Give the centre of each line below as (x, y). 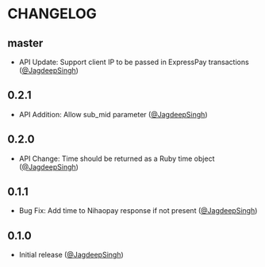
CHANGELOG (52, 14)
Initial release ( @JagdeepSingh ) (71, 255)
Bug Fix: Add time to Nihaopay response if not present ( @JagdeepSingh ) (138, 211)
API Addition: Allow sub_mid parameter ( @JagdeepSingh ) (113, 114)
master (25, 43)
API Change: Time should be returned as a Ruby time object (117, 158)
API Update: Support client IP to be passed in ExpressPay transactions (134, 62)
